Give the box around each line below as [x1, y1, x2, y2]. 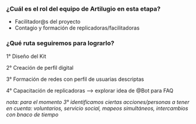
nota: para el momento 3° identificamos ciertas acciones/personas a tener [6, 98, 190, 105]
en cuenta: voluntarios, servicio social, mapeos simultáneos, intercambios [6, 105, 188, 112]
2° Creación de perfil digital [6, 64, 74, 71]
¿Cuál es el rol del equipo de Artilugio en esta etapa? [6, 5, 161, 13]
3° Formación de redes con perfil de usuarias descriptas [6, 76, 144, 83]
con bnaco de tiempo [6, 111, 59, 118]
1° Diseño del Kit [6, 53, 46, 60]
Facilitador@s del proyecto [14, 18, 81, 25]
